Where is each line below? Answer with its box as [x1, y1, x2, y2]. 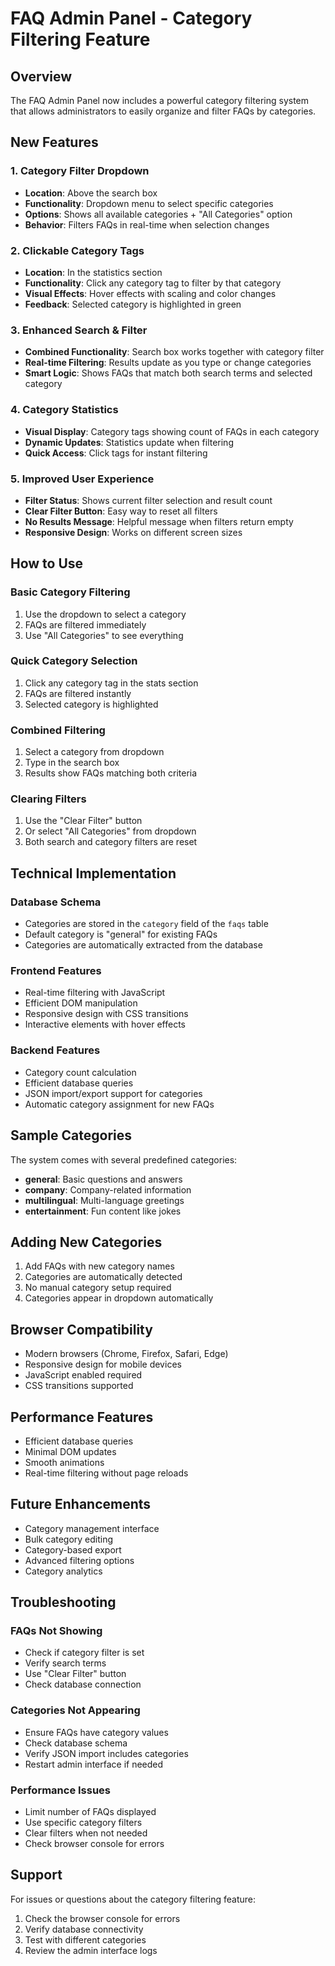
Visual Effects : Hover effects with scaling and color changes [24, 287, 277, 299]
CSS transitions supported [24, 1380, 134, 1392]
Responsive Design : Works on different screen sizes [24, 526, 243, 538]
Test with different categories [24, 1933, 147, 1946]
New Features [10, 134, 99, 151]
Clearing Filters [10, 792, 87, 806]
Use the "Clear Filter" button [24, 815, 143, 827]
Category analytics [24, 1565, 103, 1577]
